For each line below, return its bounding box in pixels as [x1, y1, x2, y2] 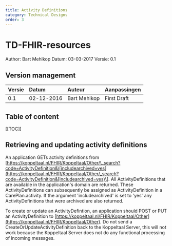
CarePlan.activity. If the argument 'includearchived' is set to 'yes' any [5, 192, 152, 198]
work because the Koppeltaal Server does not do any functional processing [5, 229, 165, 236]
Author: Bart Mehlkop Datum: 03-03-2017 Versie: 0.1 [5, 56, 116, 62]
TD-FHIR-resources [5, 39, 91, 51]
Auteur [67, 86, 85, 93]
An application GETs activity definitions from [5, 154, 99, 160]
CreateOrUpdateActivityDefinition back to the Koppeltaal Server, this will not [5, 224, 167, 230]
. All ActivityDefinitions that [108, 176, 166, 182]
